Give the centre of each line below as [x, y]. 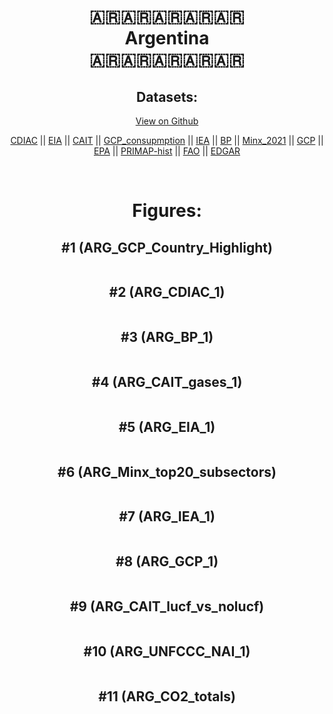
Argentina [167, 38]
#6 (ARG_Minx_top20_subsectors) [167, 471]
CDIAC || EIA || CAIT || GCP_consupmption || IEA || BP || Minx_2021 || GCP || [167, 140]
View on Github [167, 121]
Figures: [167, 211]
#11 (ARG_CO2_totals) [167, 696]
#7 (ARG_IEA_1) [167, 516]
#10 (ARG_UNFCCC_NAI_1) [167, 651]
